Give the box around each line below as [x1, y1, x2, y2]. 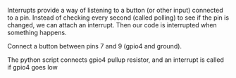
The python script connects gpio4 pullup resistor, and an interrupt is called [7, 56, 224, 64]
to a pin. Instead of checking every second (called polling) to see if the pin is [7, 13, 230, 22]
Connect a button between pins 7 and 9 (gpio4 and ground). [7, 42, 182, 50]
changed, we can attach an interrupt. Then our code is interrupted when [7, 21, 217, 29]
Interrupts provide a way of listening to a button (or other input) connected [7, 6, 223, 14]
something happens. [7, 28, 67, 37]
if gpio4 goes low [7, 63, 58, 71]
